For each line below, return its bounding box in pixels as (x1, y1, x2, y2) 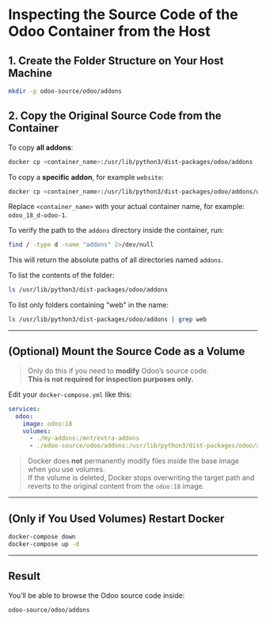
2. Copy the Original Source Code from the (8, 109, 222, 123)
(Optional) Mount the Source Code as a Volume (8, 345, 245, 358)
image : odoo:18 (22, 420, 73, 428)
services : (8, 405, 41, 413)
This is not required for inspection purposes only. (27, 374, 194, 383)
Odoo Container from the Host (8, 22, 211, 40)
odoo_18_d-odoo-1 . (8, 210, 67, 219)
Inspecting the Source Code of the (8, 6, 239, 24)
